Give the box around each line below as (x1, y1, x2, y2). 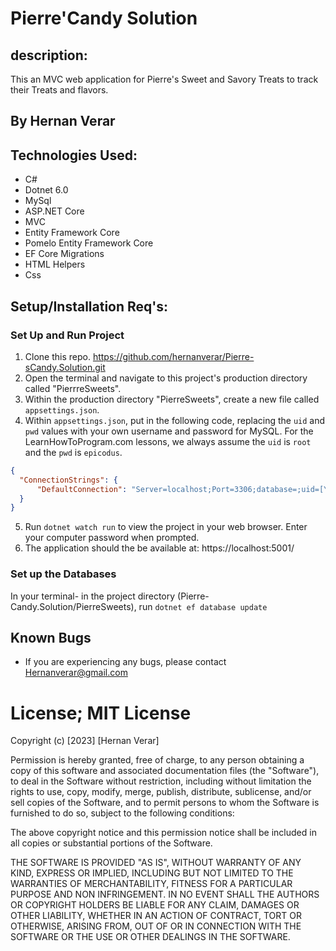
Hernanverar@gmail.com (24, 667, 128, 679)
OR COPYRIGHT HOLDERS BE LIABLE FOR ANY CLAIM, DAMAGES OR (10, 899, 300, 911)
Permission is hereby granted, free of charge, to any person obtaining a (10, 754, 305, 766)
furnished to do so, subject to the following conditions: (10, 807, 235, 819)
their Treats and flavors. (10, 84, 109, 96)
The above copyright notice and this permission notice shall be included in (10, 827, 317, 839)
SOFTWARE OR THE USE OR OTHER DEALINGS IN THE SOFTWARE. (10, 931, 291, 943)
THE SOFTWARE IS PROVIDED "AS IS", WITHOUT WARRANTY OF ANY (10, 857, 302, 869)
